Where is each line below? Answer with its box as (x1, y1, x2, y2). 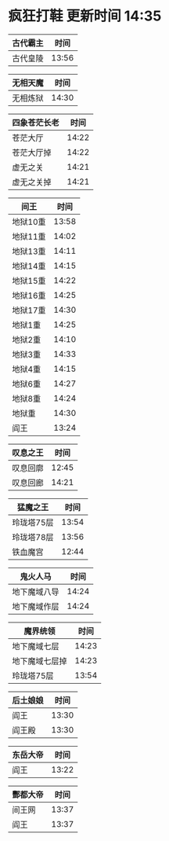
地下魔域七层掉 (12, 656, 68, 667)
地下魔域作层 (12, 600, 60, 611)
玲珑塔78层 (12, 531, 54, 542)
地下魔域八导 (12, 586, 60, 597)
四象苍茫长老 (12, 117, 60, 128)
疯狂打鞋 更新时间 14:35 (8, 7, 162, 25)
